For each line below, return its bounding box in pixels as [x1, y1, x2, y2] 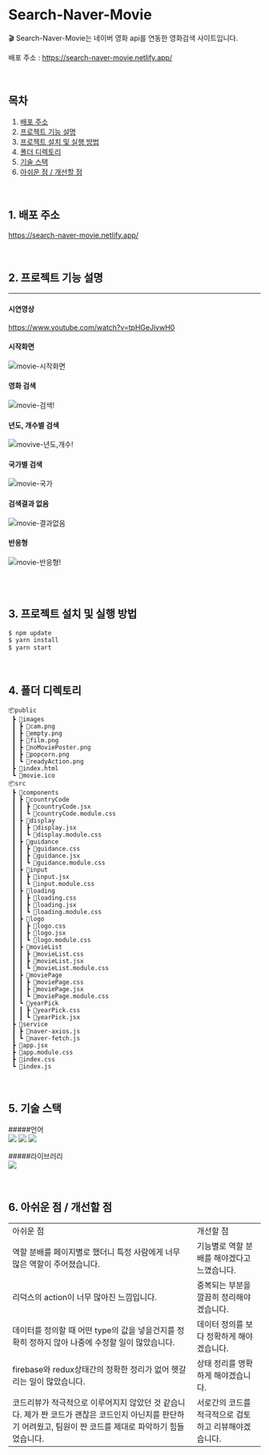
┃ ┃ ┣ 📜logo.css [11, 922, 66, 930]
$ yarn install [8, 636, 59, 644]
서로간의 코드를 [196, 1396, 251, 1408]
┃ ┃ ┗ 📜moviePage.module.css [11, 993, 110, 1001]
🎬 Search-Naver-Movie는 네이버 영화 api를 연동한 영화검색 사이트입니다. [8, 33, 239, 43]
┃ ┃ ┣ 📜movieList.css [11, 950, 84, 958]
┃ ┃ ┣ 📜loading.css [11, 894, 78, 902]
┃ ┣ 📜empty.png [11, 730, 62, 738]
